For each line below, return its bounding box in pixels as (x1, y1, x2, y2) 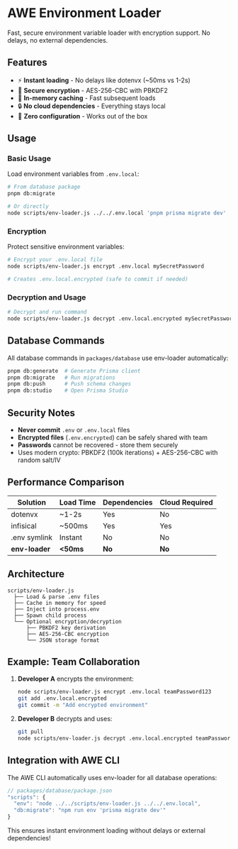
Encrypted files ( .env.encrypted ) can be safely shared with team (17, 433, 208, 442)
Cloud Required (159, 497, 214, 507)
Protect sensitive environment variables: (7, 243, 125, 251)
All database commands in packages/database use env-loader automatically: (7, 354, 229, 362)
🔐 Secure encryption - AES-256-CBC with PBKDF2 (17, 86, 169, 94)
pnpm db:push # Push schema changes (7, 380, 132, 388)
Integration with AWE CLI (7, 755, 120, 767)
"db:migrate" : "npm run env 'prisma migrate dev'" (13, 807, 166, 814)
